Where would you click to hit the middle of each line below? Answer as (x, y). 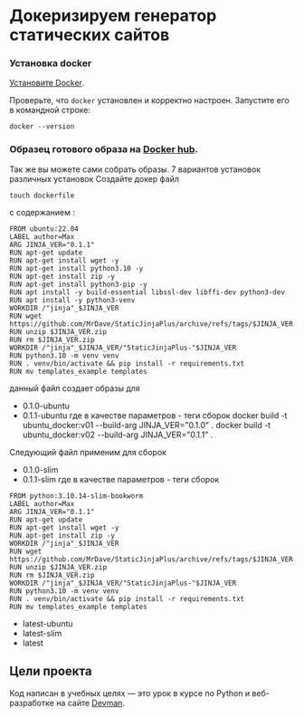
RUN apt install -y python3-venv (72, 300)
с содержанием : (42, 212)
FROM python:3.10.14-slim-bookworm (76, 496)
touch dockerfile (42, 196)
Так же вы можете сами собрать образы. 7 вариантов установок (135, 169)
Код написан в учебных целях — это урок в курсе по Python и (130, 693)
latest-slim (42, 633)
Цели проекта (51, 671)
